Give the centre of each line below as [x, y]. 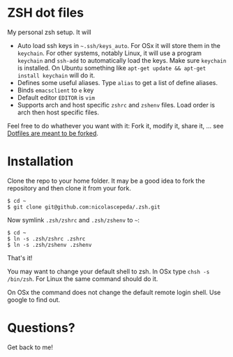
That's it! [20, 258]
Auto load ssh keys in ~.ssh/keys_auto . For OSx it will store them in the [119, 45]
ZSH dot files [46, 13]
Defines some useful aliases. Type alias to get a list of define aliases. [118, 82]
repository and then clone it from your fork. [69, 188]
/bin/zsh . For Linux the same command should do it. [83, 279]
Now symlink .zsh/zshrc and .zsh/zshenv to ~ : [74, 220]
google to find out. [34, 299]
